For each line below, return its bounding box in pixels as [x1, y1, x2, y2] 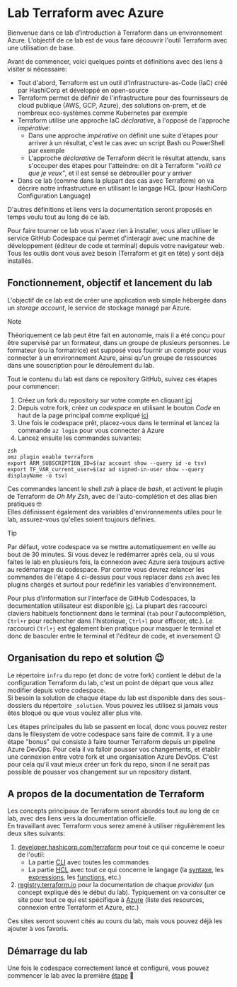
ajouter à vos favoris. [7, 925, 69, 933]
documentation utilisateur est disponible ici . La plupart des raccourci [7, 601, 207, 610]
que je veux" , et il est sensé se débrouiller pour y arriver [28, 169, 192, 177]
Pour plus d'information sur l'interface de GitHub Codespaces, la [7, 594, 196, 602]
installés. [7, 256, 33, 265]
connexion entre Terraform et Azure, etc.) [17, 903, 139, 912]
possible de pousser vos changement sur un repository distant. [7, 767, 192, 776]
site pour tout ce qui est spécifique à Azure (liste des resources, [17, 896, 204, 904]
